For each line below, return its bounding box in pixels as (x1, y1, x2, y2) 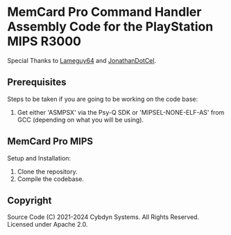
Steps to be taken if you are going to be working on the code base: (7, 95, 198, 103)
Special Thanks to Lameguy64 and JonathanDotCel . (7, 56, 157, 64)
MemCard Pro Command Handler (7, 4, 202, 20)
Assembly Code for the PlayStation (7, 19, 214, 35)
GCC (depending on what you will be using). (17, 115, 144, 124)
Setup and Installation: (7, 153, 71, 162)
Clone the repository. (17, 167, 78, 176)
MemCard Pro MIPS (7, 135, 94, 147)
